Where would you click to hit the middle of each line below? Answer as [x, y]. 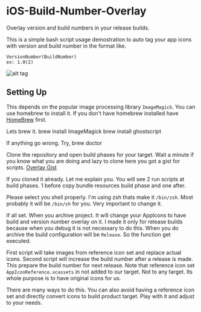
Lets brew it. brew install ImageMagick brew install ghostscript [84, 131]
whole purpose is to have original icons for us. [64, 278]
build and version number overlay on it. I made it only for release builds [94, 222]
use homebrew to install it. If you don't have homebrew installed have [93, 113]
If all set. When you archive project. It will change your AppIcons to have [96, 215]
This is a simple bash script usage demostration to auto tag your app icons [99, 39]
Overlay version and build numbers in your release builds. [78, 28]
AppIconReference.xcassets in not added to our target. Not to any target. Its [100, 272]
